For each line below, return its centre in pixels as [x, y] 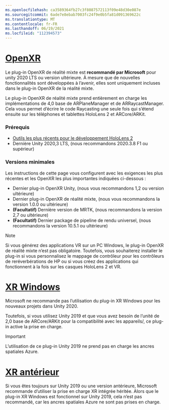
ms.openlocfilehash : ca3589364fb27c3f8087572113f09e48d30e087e [73, 10]
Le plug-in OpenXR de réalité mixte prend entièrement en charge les [76, 98]
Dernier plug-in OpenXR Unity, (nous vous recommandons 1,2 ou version [88, 188]
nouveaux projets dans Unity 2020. [42, 306]
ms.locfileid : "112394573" [34, 33]
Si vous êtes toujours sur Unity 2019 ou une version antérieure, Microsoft [81, 386]
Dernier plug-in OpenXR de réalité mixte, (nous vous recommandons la [86, 199]
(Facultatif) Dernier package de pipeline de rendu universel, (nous [82, 220]
